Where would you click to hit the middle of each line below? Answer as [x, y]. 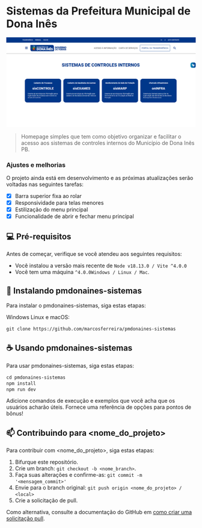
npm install [21, 384]
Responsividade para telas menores [59, 203]
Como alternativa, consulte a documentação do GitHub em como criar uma [99, 512]
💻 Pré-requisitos [39, 236]
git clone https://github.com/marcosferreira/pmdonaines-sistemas [91, 329]
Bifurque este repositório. [46, 462]
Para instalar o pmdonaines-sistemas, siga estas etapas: [76, 305]
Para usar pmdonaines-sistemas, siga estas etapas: [70, 365]
